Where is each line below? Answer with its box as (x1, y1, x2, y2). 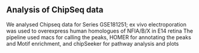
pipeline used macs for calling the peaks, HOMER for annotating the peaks (6, 33, 192, 41)
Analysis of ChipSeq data (6, 5, 104, 15)
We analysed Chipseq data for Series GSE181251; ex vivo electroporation (6, 20, 187, 28)
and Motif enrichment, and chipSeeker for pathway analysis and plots (6, 40, 179, 47)
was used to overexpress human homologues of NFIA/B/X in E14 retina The (6, 27, 194, 34)
